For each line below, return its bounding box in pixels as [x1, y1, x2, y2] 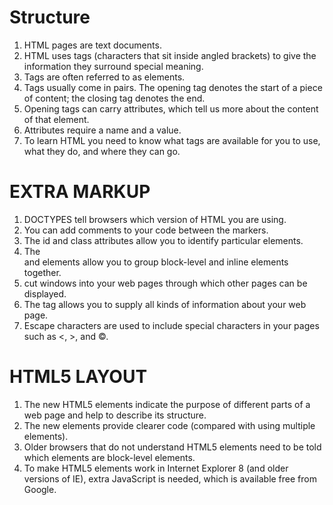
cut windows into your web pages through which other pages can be [23, 277, 308, 289]
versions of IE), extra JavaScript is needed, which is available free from [23, 472, 317, 485]
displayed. [23, 287, 67, 300]
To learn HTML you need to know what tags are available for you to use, [23, 134, 321, 146]
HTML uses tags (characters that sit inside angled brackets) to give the [23, 49, 317, 61]
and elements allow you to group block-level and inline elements [23, 256, 289, 268]
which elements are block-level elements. [23, 451, 196, 463]
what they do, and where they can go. [23, 145, 181, 157]
